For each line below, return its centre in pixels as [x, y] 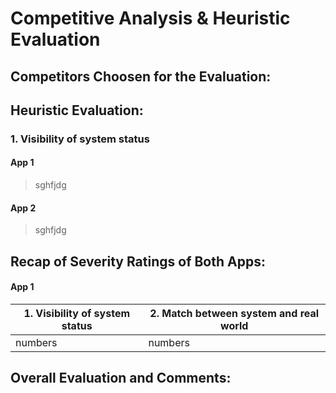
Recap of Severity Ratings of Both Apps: [138, 261]
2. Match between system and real [234, 313]
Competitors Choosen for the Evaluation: [141, 76]
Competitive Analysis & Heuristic [150, 18]
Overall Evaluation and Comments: [121, 378]
